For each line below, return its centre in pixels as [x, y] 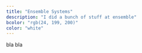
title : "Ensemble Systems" [40, 11]
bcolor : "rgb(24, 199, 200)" [42, 22]
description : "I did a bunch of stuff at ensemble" [71, 17]
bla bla [14, 45]
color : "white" [25, 28]
